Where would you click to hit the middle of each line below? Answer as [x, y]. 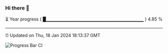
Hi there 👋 [17, 8]
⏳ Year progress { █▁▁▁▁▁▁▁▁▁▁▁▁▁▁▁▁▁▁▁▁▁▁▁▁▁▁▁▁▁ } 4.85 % [84, 19]
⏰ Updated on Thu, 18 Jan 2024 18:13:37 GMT [53, 35]
